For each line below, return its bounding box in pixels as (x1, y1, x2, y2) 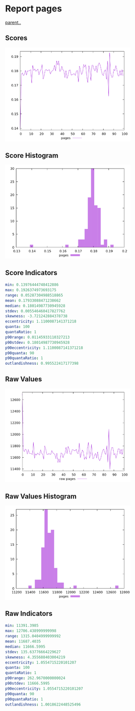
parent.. (5, 19, 21, 25)
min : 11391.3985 (5, 623, 39, 628)
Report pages (5, 3, 62, 14)
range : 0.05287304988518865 (5, 293, 64, 298)
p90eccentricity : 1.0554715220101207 (5, 686, 83, 691)
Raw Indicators (5, 609, 53, 617)
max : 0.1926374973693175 (5, 288, 57, 293)
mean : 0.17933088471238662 (5, 298, 61, 303)
